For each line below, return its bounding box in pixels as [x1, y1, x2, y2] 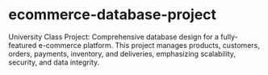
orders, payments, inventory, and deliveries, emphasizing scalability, [8, 49, 237, 58]
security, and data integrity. [8, 57, 100, 67]
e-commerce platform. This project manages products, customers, [38, 40, 260, 49]
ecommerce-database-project [8, 6, 216, 24]
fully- [220, 32, 238, 41]
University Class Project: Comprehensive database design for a [8, 32, 220, 41]
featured [8, 40, 37, 49]
